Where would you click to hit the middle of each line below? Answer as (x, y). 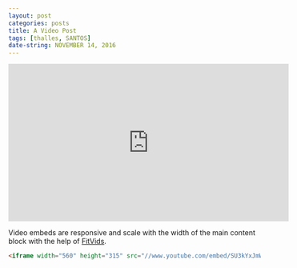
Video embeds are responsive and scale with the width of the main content (132, 233)
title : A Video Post (43, 30)
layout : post (30, 16)
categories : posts (39, 23)
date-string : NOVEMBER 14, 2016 (62, 46)
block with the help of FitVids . (57, 242)
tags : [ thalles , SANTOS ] (50, 38)
